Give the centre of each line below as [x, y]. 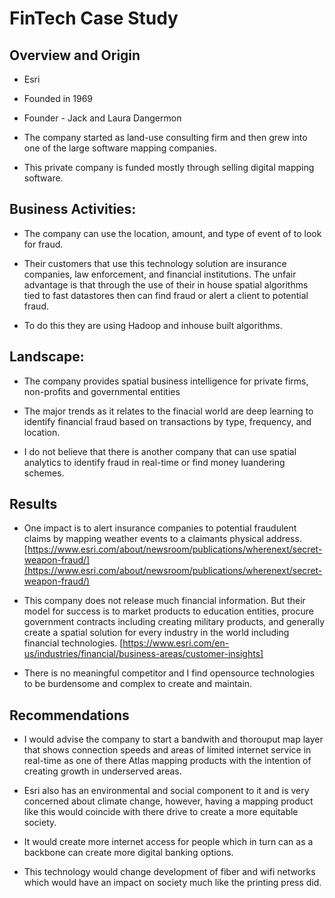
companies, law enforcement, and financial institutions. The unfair [160, 274]
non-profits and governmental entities [102, 391]
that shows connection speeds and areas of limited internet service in [167, 750]
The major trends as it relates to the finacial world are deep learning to [168, 411]
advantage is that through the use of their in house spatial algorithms [166, 284]
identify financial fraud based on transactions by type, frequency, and [167, 421]
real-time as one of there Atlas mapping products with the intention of [167, 761]
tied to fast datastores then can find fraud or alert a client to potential [166, 295]
